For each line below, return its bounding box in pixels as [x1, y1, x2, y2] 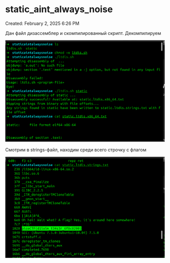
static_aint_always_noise [5, 4, 113, 15]
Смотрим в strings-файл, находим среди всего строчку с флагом [5, 146, 147, 153]
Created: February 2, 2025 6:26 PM [5, 20, 79, 26]
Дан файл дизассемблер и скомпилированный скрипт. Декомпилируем [5, 30, 161, 36]
